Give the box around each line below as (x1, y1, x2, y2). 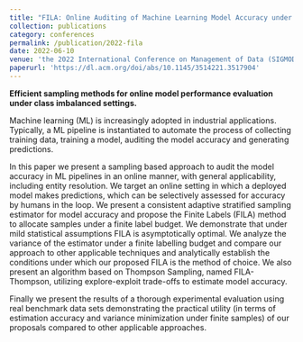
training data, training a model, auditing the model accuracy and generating (9, 134, 289, 145)
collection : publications (9, 22, 106, 31)
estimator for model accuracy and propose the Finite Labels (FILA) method (9, 209, 287, 220)
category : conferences (9, 30, 95, 39)
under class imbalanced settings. (9, 97, 137, 108)
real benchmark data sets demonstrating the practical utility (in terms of (9, 302, 277, 313)
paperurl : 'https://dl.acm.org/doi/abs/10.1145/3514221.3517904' (9, 64, 260, 73)
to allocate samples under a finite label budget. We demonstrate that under (9, 218, 288, 229)
